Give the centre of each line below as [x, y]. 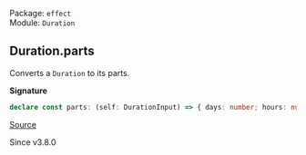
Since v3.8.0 [33, 142]
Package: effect [41, 13]
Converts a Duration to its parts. [70, 73]
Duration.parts [52, 51]
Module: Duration [42, 23]
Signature [29, 91]
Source [23, 124]
